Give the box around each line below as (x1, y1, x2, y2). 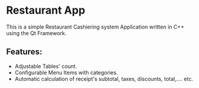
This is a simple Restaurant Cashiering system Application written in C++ (6, 23, 185, 30)
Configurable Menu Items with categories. (14, 69, 118, 76)
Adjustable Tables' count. (14, 62, 77, 70)
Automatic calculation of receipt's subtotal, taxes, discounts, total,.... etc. (14, 75, 193, 82)
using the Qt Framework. (6, 29, 67, 36)
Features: (6, 47, 43, 57)
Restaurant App (6, 4, 86, 17)
